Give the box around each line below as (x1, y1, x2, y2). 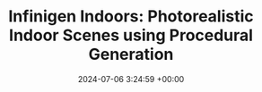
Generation (88, 45, 174, 64)
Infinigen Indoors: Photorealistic (8, 6, 254, 27)
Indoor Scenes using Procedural (8, 25, 254, 46)
